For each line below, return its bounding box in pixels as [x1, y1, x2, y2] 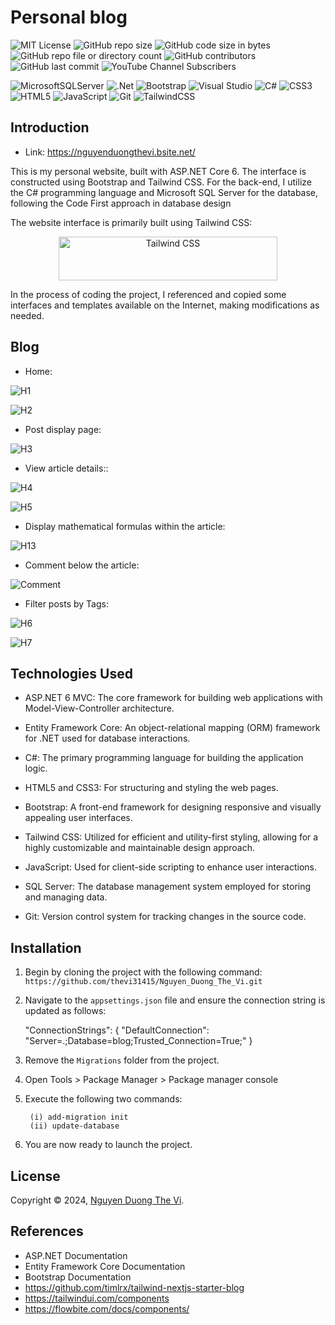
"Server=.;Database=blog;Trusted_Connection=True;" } [24, 1035, 253, 1047]
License [10, 1167, 61, 1185]
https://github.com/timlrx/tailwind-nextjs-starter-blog [24, 1281, 245, 1293]
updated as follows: [24, 1005, 107, 1017]
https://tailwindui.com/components [24, 1292, 170, 1304]
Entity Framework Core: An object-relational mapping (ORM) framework [24, 722, 321, 734]
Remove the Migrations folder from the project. [24, 1054, 220, 1066]
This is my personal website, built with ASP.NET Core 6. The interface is [10, 165, 307, 177]
